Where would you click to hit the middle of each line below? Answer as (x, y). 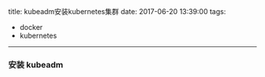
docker (31, 27)
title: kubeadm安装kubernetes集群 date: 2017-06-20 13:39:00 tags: (117, 11)
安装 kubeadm (36, 64)
